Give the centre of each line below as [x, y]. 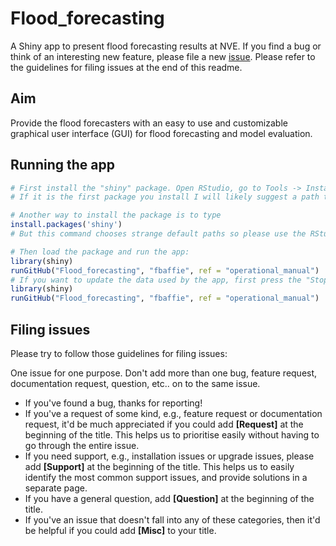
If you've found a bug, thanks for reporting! [113, 403]
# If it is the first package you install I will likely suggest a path [165, 197]
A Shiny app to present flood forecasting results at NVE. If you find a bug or [166, 46]
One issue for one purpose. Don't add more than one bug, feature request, [164, 373]
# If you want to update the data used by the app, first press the [156, 280]
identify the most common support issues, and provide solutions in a [166, 477]
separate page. [56, 488]
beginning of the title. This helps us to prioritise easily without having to [172, 435]
